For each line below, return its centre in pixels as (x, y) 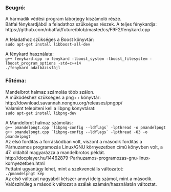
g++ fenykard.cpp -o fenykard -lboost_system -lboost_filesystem (76, 59)
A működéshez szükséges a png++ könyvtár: (53, 97)
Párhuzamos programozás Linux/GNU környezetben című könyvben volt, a (84, 147)
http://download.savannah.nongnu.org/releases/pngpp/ (64, 103)
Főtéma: (16, 81)
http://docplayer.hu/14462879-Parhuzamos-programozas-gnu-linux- (78, 158)
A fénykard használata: (29, 54)
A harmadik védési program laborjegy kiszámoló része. (63, 19)
